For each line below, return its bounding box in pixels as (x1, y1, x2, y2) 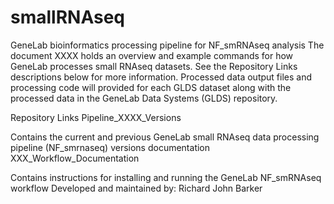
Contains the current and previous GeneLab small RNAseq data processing (10, 131, 320, 143)
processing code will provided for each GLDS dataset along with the (10, 81, 292, 93)
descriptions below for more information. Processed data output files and (10, 71, 312, 83)
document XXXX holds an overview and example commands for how (10, 49, 294, 61)
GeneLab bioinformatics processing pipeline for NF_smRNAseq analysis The (10, 39, 325, 51)
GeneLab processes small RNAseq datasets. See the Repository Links (10, 60, 298, 72)
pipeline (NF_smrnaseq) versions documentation (10, 141, 211, 153)
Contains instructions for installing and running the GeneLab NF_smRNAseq (10, 171, 322, 183)
